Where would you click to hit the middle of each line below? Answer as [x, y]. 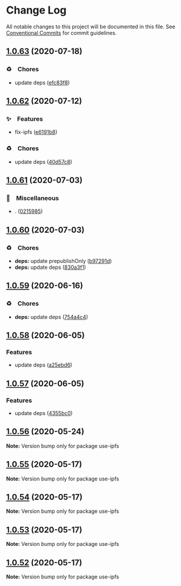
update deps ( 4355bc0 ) [44, 413]
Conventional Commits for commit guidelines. [61, 32]
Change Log [36, 10]
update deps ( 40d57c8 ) [43, 162]
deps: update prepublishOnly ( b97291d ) [63, 261]
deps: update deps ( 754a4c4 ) [51, 317]
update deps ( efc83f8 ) [42, 83]
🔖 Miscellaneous [32, 198]
